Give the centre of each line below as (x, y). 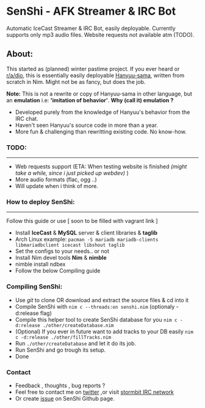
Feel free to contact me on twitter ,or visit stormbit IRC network (94, 392)
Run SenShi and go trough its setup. (60, 350)
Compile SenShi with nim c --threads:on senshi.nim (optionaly (95, 306)
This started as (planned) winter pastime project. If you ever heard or (93, 69)
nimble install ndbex (40, 264)
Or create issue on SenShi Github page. (65, 398)
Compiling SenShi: (34, 287)
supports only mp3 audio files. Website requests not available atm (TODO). (100, 34)
